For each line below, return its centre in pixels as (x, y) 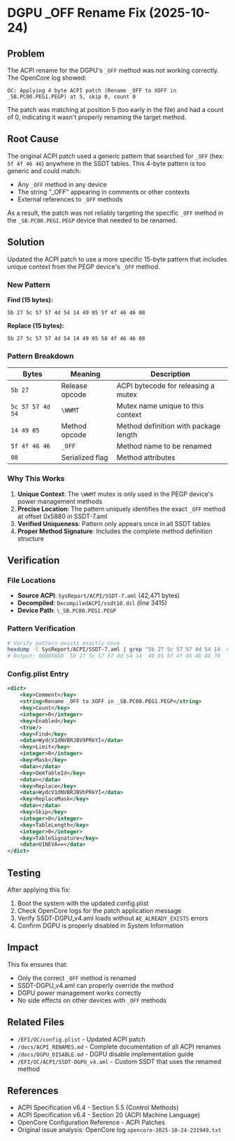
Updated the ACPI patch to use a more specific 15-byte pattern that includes (117, 259)
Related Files (36, 1022)
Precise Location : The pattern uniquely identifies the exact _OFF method (121, 509)
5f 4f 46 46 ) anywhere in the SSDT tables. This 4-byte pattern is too (107, 163)
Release (74, 386)
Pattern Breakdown (41, 356)
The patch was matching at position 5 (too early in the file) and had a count (115, 109)
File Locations (31, 580)
